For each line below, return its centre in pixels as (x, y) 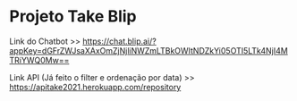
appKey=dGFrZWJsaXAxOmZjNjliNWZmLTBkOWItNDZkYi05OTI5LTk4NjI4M (148, 50)
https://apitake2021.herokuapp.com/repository (95, 87)
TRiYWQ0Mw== (39, 60)
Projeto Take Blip (73, 17)
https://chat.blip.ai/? (119, 41)
